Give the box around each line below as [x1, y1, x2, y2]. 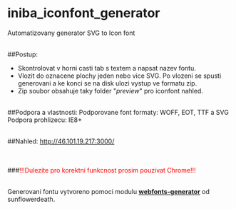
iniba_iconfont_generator [7, 5, 160, 21]
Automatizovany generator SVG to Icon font [7, 29, 135, 37]
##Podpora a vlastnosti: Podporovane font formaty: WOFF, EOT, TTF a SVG [7, 108, 230, 116]
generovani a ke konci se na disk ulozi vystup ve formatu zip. [17, 78, 197, 87]
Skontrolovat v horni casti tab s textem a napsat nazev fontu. [17, 63, 196, 72]
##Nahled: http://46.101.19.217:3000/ [7, 137, 115, 146]
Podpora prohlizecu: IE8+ [7, 116, 82, 124]
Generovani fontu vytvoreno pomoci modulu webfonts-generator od [7, 187, 210, 195]
